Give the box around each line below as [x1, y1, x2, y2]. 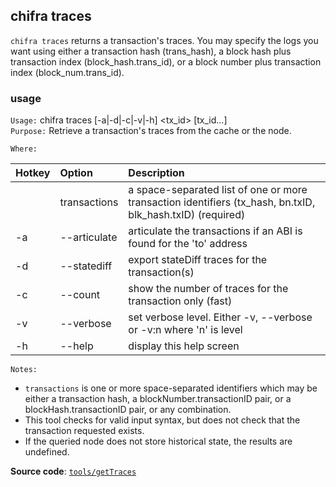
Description [128, 166, 185, 180]
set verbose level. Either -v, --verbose [128, 310, 313, 324]
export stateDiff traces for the [128, 253, 268, 267]
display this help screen [128, 339, 240, 353]
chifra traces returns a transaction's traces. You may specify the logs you [10, 34, 319, 46]
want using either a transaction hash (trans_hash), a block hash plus [10, 45, 292, 57]
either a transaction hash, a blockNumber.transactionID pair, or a [24, 393, 292, 405]
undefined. [24, 446, 70, 458]
